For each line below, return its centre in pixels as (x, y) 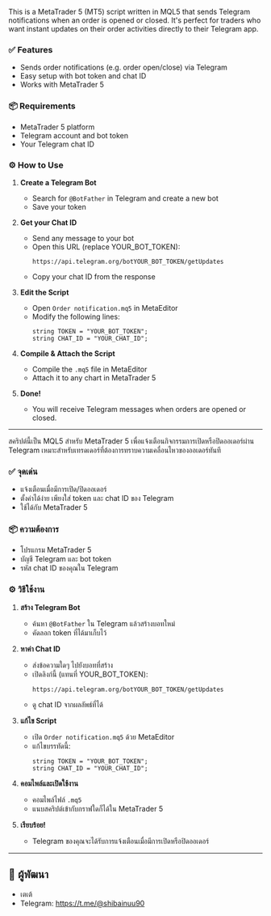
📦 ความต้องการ (33, 529)
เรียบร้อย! (33, 825)
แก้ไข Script (38, 720)
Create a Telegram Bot (58, 182)
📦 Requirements (42, 106)
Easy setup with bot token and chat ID (83, 76)
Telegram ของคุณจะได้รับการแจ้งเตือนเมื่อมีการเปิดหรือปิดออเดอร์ (121, 841)
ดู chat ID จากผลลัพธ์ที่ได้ (67, 704)
